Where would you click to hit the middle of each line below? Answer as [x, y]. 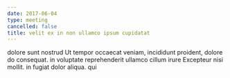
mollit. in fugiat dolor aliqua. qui [52, 67]
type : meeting [28, 20]
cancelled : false [32, 26]
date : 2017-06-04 [32, 13]
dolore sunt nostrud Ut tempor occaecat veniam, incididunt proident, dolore [115, 52]
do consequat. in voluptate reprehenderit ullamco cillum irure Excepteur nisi [115, 60]
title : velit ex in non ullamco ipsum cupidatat [79, 33]
